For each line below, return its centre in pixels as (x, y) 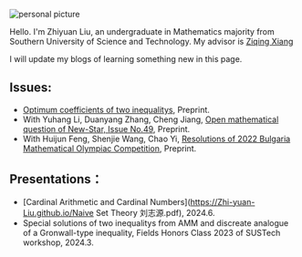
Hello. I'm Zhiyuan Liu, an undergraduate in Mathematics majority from (142, 31)
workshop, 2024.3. (58, 242)
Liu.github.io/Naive (58, 212)
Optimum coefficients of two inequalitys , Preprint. (116, 109)
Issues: (31, 88)
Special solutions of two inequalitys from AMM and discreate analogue (156, 222)
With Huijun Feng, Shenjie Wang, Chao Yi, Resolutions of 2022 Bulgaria (156, 139)
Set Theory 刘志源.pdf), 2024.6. (155, 212)
